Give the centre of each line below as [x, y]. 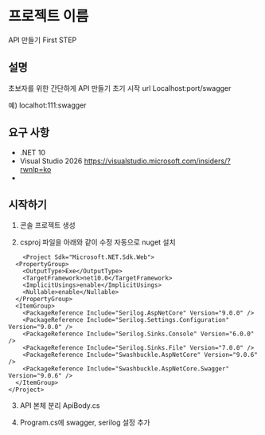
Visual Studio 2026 [51, 161]
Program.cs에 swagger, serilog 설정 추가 [85, 422]
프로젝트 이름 [49, 16]
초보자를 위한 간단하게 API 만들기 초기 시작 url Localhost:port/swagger [120, 88]
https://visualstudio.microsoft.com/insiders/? [157, 161]
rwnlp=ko [35, 169]
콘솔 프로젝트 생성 [47, 225]
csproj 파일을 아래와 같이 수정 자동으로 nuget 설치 [98, 242]
